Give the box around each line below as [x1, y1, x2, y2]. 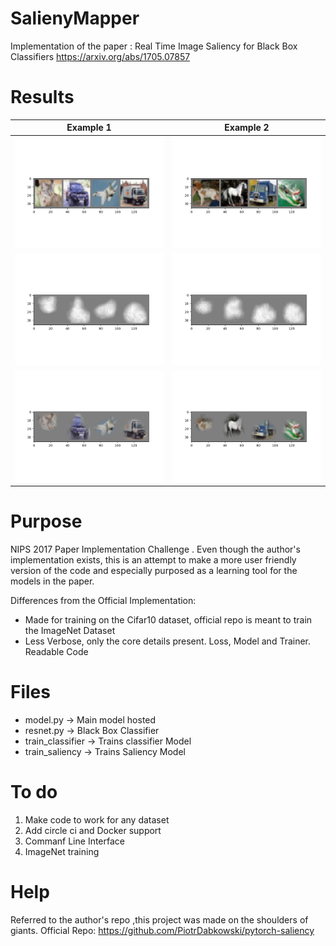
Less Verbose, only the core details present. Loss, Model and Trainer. [24, 635, 312, 647]
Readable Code [24, 646, 89, 658]
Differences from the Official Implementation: [10, 595, 197, 607]
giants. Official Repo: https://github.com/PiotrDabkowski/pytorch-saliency [10, 924, 315, 936]
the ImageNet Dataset [24, 625, 116, 637]
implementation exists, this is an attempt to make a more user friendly [10, 554, 297, 566]
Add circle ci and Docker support [24, 824, 162, 836]
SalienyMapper [10, 7, 140, 30]
